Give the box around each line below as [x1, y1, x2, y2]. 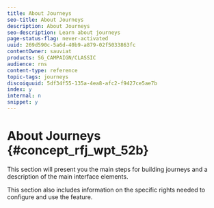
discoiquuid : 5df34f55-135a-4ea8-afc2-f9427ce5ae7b [7, 80, 157, 87]
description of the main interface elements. [7, 172, 129, 181]
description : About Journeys [7, 23, 90, 29]
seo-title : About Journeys [7, 16, 84, 23]
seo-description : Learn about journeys [7, 29, 121, 36]
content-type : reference [7, 67, 78, 74]
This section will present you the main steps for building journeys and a [7, 165, 208, 173]
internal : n [7, 93, 41, 100]
